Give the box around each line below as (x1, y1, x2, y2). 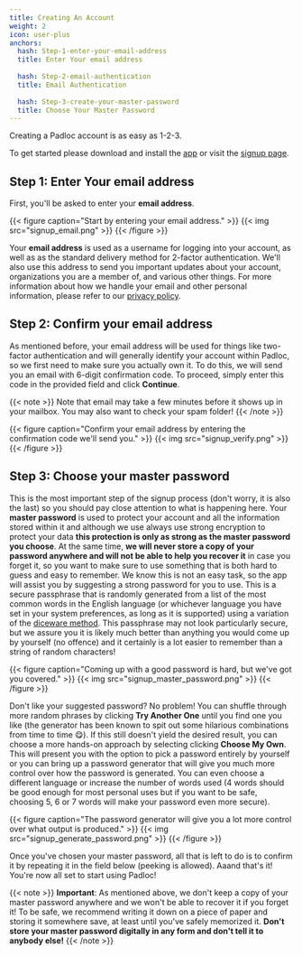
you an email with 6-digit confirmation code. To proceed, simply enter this (9, 369, 284, 380)
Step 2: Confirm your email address (9, 317, 214, 332)
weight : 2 (9, 22, 47, 31)
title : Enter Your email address (17, 55, 143, 64)
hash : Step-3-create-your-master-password (17, 97, 179, 107)
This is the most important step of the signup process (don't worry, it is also (9, 493, 291, 504)
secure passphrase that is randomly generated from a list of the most (9, 589, 267, 599)
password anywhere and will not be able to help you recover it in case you (9, 550, 291, 561)
